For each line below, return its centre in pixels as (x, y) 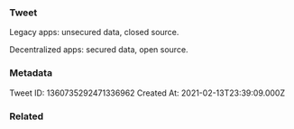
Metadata (31, 73)
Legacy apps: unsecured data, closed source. (94, 32)
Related (27, 116)
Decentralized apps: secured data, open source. (99, 50)
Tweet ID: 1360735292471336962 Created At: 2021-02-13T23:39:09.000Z (147, 93)
